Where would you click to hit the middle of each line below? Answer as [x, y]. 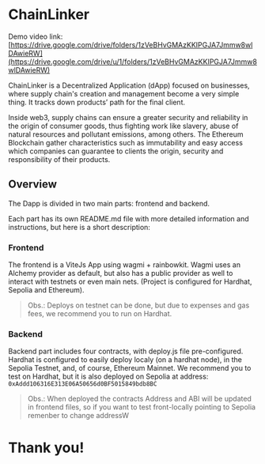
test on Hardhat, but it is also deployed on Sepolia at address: [108, 376]
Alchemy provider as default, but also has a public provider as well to [121, 273]
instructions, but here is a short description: [79, 227]
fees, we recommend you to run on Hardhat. [100, 314]
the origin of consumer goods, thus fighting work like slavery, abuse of [123, 126]
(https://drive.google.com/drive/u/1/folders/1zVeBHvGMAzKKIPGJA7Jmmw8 [132, 62]
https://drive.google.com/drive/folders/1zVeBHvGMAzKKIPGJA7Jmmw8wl [132, 44]
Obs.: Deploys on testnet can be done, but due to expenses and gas [138, 305]
